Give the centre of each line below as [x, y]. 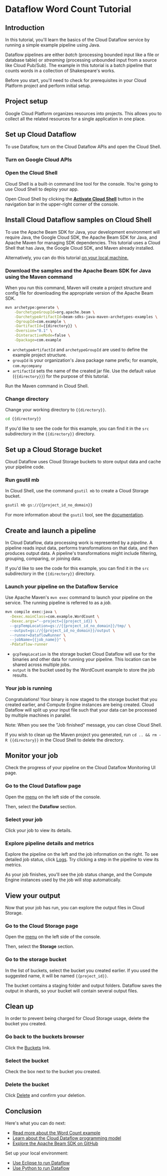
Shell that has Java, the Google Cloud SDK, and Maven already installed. [80, 248]
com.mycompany [27, 366]
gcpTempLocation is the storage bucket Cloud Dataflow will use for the [84, 654]
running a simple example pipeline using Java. [53, 45]
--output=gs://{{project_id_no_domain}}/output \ [62, 631]
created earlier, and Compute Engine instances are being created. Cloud [79, 705]
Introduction [25, 28]
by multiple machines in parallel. [38, 715]
